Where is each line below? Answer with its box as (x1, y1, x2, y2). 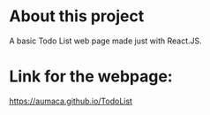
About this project (9, 6, 145, 27)
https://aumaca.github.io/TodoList (9, 96, 132, 106)
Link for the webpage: (9, 66, 174, 87)
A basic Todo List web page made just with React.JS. (9, 35, 203, 46)
